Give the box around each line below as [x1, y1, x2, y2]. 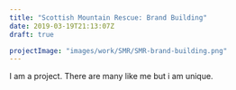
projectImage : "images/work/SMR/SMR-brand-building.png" [9, 46, 228, 55]
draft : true [9, 30, 54, 39]
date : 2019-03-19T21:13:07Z [9, 22, 115, 31]
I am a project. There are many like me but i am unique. [9, 71, 213, 82]
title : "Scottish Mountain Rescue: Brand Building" [9, 13, 207, 22]
